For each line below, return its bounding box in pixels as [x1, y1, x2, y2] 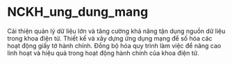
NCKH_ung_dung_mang [7, 4, 149, 20]
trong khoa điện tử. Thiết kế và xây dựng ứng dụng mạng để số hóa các [7, 34, 213, 42]
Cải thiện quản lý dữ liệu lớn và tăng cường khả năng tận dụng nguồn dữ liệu [7, 27, 226, 35]
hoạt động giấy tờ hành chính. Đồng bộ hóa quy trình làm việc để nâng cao [7, 41, 222, 50]
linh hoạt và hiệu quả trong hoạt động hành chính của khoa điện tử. [7, 49, 199, 57]
